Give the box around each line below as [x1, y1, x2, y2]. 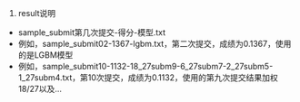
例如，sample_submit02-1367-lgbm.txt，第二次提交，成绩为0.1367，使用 [17, 39, 292, 49]
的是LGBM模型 [17, 50, 74, 60]
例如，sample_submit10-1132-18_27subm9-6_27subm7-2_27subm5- [17, 61, 274, 71]
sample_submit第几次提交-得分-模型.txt [17, 27, 166, 38]
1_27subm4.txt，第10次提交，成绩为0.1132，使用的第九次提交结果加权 [17, 72, 279, 83]
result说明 [17, 8, 56, 18]
